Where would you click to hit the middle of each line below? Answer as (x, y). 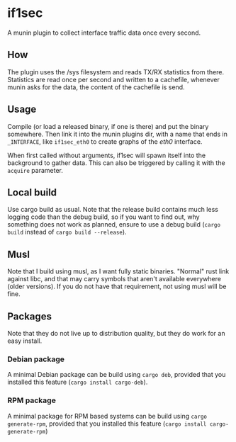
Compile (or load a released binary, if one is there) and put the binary (108, 126)
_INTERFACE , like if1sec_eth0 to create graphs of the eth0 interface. (105, 141)
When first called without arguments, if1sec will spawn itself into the (107, 155)
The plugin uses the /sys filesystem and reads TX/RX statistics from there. (116, 72)
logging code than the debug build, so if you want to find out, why (103, 217)
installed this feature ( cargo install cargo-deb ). (78, 382)
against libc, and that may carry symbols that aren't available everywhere (114, 279)
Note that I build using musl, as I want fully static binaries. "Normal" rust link (118, 271)
